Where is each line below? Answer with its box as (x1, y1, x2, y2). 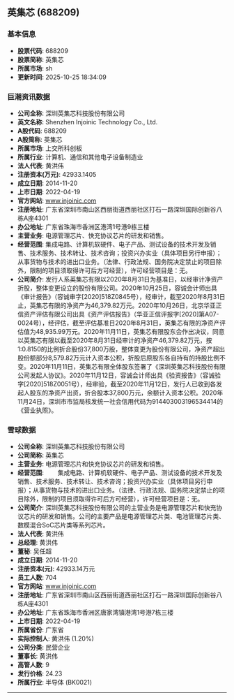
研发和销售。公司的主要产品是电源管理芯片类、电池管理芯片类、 (41, 512, 225, 520)
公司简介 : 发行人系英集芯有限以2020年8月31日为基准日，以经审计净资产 (17, 275, 224, 283)
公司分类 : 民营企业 (17, 643, 70, 652)
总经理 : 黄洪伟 (17, 539, 58, 547)
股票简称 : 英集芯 (17, 55, 64, 64)
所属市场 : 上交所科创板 (17, 144, 82, 152)
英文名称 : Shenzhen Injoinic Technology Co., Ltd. (17, 117, 158, 126)
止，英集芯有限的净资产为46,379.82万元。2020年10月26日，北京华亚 (17, 301, 216, 309)
